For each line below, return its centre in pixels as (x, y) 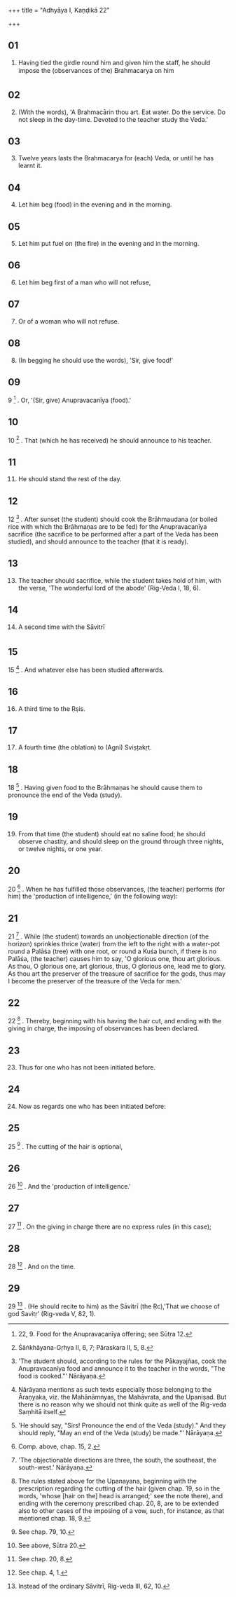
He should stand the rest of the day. (70, 479)
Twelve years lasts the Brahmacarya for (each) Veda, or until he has (116, 158)
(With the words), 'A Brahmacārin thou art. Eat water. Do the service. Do (122, 112)
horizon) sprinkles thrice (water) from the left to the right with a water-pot (114, 943)
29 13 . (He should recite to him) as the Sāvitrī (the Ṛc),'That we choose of (114, 1306)
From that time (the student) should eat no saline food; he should (112, 834)
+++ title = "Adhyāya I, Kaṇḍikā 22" (59, 10)
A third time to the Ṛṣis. (52, 708)
